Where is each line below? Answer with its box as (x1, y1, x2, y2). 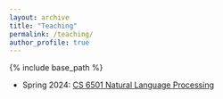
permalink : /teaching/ (9, 29, 94, 38)
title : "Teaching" (9, 21, 78, 30)
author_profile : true (9, 37, 90, 47)
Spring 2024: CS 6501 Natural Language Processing (21, 79, 215, 90)
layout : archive (9, 12, 70, 22)
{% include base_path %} (9, 62, 103, 73)
